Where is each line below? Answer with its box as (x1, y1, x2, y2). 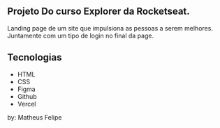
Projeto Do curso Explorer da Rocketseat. (7, 6, 190, 17)
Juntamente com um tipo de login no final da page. (7, 31, 154, 40)
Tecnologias (7, 51, 62, 63)
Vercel (17, 99, 36, 108)
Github (17, 92, 37, 100)
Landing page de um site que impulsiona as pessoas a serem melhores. (7, 24, 213, 32)
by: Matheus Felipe (7, 113, 62, 121)
